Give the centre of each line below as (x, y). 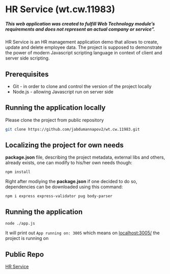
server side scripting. (27, 58)
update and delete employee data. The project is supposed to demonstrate (84, 47)
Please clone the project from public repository (55, 120)
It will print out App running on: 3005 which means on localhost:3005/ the (82, 233)
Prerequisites (27, 74)
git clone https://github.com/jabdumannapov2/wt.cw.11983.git (73, 129)
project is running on (27, 238)
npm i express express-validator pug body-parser (59, 196)
